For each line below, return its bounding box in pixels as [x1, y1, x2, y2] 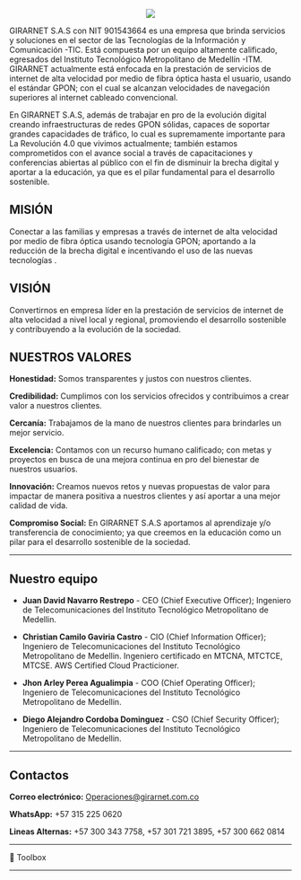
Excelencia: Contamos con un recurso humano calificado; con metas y [9, 444, 271, 455]
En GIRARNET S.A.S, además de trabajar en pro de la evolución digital [9, 110, 267, 120]
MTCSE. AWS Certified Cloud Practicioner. [21, 660, 179, 671]
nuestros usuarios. [9, 463, 78, 475]
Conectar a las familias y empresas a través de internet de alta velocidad [9, 225, 278, 237]
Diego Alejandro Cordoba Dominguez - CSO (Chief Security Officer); [21, 714, 279, 725]
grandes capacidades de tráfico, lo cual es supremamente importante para [9, 128, 286, 139]
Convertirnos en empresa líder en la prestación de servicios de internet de [9, 304, 284, 315]
